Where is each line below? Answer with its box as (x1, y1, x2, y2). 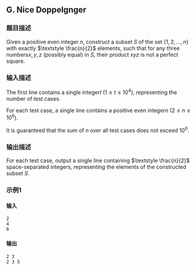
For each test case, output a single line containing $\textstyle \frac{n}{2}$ (6, 157, 190, 165)
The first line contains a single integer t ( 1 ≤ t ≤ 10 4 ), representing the (6, 87, 177, 96)
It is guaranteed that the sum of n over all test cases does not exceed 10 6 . (6, 126, 189, 134)
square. (6, 57, 25, 64)
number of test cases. (6, 95, 61, 102)
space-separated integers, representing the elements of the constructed (6, 163, 187, 171)
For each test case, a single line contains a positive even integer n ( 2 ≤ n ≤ (6, 107, 191, 114)
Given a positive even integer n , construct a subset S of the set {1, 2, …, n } (6, 38, 189, 45)
